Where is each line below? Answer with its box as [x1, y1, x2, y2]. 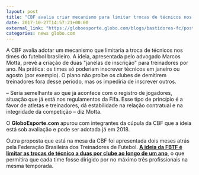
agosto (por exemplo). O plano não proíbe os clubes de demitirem [6, 72, 167, 79]
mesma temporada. [6, 163, 54, 170]
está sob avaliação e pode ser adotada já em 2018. [6, 126, 130, 133]
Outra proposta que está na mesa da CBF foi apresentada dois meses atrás [6, 137, 190, 144]
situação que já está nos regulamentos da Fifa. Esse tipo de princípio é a [6, 95, 184, 103]
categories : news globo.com [6, 31, 76, 37]
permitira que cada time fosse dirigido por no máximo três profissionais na [6, 156, 188, 163]
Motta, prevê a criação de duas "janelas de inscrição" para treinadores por [6, 60, 188, 67]
